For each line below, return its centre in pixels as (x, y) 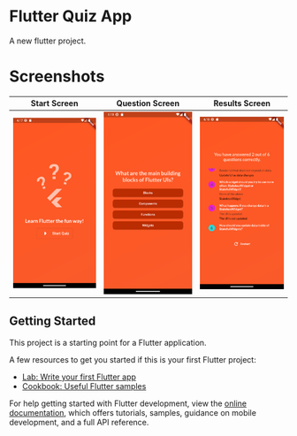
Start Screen (54, 103)
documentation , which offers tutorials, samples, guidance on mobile (133, 412)
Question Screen (148, 103)
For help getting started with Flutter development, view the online (128, 403)
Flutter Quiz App (71, 16)
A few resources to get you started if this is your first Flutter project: (133, 359)
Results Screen (242, 103)
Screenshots (57, 76)
